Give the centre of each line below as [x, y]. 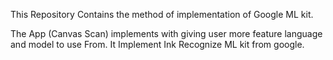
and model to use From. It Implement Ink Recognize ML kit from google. [157, 44]
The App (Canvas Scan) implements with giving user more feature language [166, 33]
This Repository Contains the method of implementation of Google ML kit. [162, 14]
